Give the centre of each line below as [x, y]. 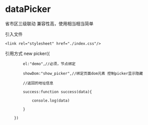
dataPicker [28, 9]
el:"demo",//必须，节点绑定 [49, 64]
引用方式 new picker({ [28, 53]
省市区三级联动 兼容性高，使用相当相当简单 [49, 23]
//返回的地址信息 [38, 83]
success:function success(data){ [58, 92]
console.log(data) [51, 101]
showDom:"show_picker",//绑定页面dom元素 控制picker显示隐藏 [83, 73]
